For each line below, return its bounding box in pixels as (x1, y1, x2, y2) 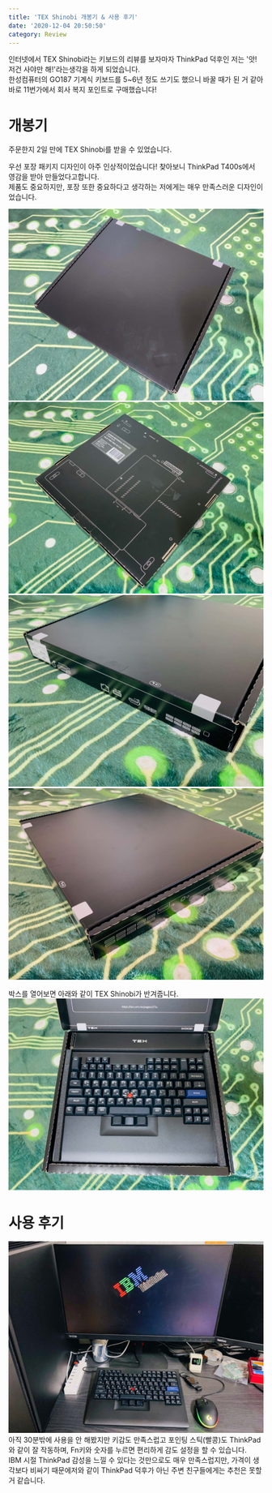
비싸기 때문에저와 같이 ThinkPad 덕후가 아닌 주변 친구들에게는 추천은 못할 (29, 1465, 262, 1475)
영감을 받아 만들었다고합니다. (8, 172, 100, 182)
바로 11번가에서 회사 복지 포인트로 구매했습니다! (8, 85, 157, 95)
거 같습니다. (8, 1476, 46, 1486)
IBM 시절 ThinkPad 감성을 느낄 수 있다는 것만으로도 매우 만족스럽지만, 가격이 (8, 1456, 251, 1465)
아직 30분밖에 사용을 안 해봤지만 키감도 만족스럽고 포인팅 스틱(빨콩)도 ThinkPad (8, 1435, 261, 1445)
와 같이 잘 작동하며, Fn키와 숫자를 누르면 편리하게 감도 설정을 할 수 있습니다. (8, 1445, 247, 1455)
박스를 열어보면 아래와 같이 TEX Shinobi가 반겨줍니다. (8, 989, 179, 999)
